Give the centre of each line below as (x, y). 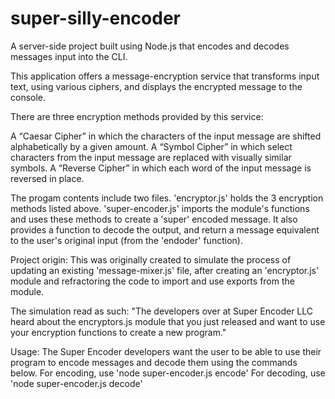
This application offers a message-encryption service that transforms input (165, 76)
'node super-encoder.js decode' (76, 383)
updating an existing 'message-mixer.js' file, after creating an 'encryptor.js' (165, 270)
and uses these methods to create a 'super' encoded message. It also (154, 219)
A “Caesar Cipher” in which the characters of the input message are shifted (166, 136)
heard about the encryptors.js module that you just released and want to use (168, 321)
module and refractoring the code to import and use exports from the (152, 281)
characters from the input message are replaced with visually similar (151, 157)
